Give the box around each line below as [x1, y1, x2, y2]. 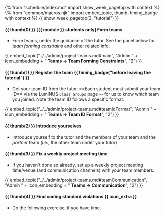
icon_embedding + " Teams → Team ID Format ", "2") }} [5, 111, 119, 117]
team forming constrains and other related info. [12, 43, 110, 49]
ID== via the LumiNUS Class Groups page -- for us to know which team [12, 91, 159, 97]
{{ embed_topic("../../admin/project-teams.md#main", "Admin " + [5, 53, 138, 59]
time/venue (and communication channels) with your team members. [12, 167, 155, 173]
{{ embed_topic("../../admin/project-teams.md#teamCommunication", [5, 177, 147, 183]
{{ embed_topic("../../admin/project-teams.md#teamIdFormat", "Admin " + [5, 106, 157, 112]
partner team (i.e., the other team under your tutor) [12, 139, 117, 145]
